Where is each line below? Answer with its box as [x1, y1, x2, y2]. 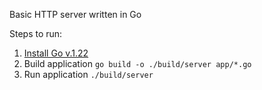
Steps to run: [9, 28, 63, 39]
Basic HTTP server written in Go [9, 9, 142, 20]
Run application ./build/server [23, 69, 154, 80]
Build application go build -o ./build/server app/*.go [23, 58, 252, 69]
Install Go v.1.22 [23, 47, 89, 59]
